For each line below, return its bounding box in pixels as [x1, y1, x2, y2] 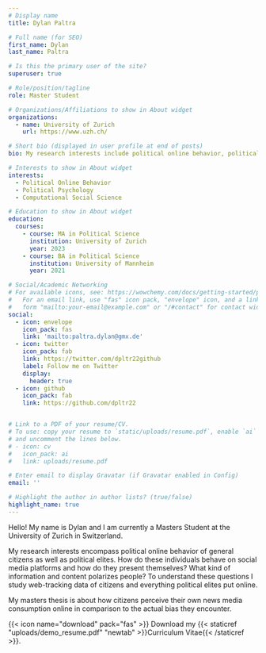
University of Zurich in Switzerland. [8, 531, 123, 540]
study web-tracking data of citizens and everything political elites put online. [8, 580, 258, 590]
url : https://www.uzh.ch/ [22, 128, 108, 136]
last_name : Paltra [8, 48, 69, 56]
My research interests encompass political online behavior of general [8, 546, 234, 555]
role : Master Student [8, 91, 80, 99]
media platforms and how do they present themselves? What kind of [8, 563, 231, 572]
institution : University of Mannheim [28, 259, 154, 267]
